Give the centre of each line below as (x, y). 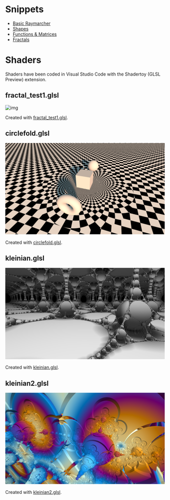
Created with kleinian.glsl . (32, 367)
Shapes (20, 28)
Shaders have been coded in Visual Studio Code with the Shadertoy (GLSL (83, 74)
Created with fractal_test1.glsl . (37, 117)
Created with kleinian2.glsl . (33, 492)
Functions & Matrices (35, 34)
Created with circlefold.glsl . (34, 242)
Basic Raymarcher (31, 23)
